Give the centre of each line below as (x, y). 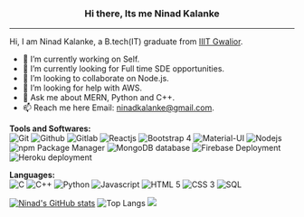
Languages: (33, 175)
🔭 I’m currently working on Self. (81, 59)
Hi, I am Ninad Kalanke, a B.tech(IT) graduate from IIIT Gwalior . (126, 42)
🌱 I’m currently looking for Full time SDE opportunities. (123, 69)
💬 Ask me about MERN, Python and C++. (99, 98)
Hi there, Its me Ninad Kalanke (152, 14)
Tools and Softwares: (50, 128)
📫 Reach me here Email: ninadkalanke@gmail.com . (118, 108)
